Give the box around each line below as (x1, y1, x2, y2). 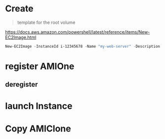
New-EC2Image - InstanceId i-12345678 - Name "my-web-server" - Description (5, 44, 161, 49)
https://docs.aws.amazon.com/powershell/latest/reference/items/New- (5, 29, 150, 35)
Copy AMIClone (5, 123, 71, 134)
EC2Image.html (5, 34, 37, 40)
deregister (5, 80, 38, 89)
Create (5, 3, 34, 14)
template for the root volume (17, 19, 76, 25)
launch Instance (5, 100, 73, 112)
